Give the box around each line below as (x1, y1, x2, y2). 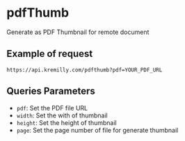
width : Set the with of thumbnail (16, 111, 108, 119)
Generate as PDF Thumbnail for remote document (6, 28, 150, 36)
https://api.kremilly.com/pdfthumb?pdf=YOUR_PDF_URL (6, 66, 163, 74)
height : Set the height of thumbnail (16, 118, 117, 126)
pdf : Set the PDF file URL (16, 103, 88, 112)
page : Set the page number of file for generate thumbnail (16, 126, 179, 134)
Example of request (6, 48, 93, 60)
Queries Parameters (6, 85, 95, 97)
